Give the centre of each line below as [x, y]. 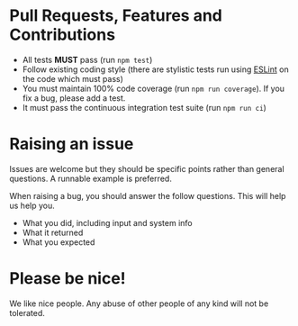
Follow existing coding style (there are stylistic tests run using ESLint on [156, 69]
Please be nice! [68, 279]
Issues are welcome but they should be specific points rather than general [147, 168]
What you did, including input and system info [108, 222]
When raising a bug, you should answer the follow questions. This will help [148, 195]
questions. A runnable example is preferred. [91, 178]
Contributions [62, 35]
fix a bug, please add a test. [74, 98]
